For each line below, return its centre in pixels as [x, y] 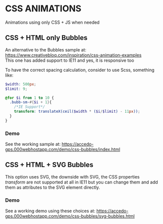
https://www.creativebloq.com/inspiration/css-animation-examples [73, 55]
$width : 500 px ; [21, 84]
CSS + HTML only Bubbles [46, 38]
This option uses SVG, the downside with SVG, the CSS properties [72, 177]
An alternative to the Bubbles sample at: [46, 49]
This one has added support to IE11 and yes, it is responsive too [70, 60]
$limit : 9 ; [16, 89]
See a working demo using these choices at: [50, 211]
